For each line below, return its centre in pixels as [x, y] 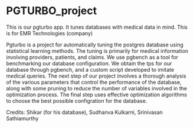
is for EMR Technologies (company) [50, 33]
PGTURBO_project [52, 11]
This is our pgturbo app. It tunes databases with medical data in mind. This [97, 27]
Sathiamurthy [22, 118]
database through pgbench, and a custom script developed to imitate [90, 69]
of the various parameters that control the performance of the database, [94, 82]
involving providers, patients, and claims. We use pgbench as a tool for [92, 57]
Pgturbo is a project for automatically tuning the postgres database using [95, 45]
